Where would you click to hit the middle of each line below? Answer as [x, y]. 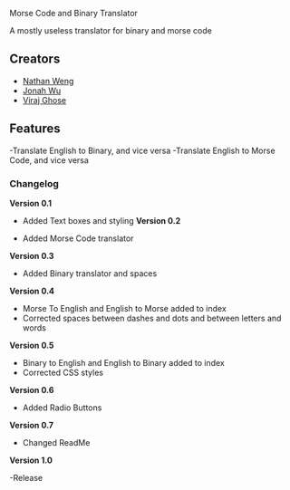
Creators [35, 59]
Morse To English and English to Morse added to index [124, 308]
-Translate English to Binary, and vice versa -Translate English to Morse [142, 150]
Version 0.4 [32, 291]
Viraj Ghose [44, 100]
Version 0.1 [31, 203]
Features [35, 129]
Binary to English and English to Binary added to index [123, 362]
